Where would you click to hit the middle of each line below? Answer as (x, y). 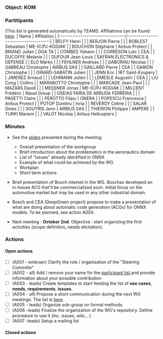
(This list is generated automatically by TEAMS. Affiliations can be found (77, 31)
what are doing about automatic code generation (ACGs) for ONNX (79, 207)
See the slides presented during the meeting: (57, 137)
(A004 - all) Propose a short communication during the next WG (76, 294)
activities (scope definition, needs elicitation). (58, 227)
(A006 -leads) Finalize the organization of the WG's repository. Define (82, 310)
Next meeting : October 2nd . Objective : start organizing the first (77, 221)
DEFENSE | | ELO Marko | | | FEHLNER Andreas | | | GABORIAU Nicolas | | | (80, 62)
